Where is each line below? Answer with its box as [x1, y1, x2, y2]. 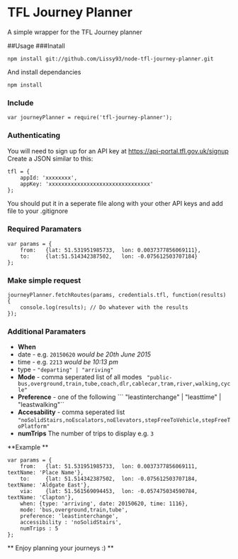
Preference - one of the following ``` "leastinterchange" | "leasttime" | [17, 393, 222, 401]
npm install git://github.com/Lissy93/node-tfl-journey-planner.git [7, 55, 214, 63]
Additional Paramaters [7, 327, 86, 337]
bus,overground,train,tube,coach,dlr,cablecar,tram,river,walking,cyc [17, 381, 231, 388]
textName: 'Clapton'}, [7, 494, 74, 501]
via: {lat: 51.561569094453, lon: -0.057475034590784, [20, 488, 198, 495]
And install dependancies [7, 67, 81, 76]
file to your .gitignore [7, 207, 69, 215]
